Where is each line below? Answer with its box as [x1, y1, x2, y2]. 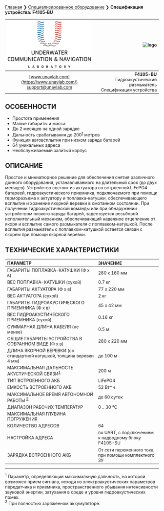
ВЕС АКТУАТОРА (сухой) [7, 293, 59, 299]
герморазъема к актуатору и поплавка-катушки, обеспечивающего [5, 195, 147, 201]
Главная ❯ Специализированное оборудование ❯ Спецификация [5, 4, 143, 10]
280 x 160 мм [98, 270, 127, 276]
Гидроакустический [115, 76, 157, 82]
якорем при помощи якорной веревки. [5, 232, 86, 238]
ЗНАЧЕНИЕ [98, 260, 122, 266]
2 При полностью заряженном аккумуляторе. [5, 499, 101, 506]
